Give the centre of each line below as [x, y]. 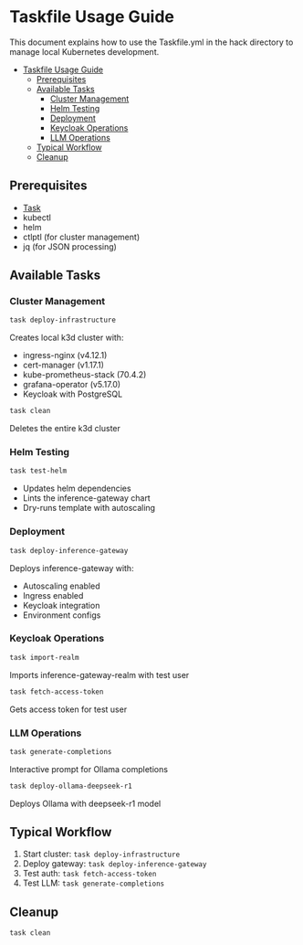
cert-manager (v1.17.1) [63, 365]
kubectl [37, 218]
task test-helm [38, 471]
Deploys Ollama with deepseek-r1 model [85, 803]
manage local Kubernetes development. [84, 51]
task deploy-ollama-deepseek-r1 [71, 786]
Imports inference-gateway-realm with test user [99, 674]
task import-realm [44, 657]
